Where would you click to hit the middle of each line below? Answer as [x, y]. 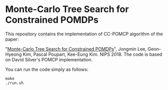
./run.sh [14, 83]
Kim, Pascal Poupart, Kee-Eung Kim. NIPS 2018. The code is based [93, 54]
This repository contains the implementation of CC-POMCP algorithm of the [84, 34]
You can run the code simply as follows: [47, 69]
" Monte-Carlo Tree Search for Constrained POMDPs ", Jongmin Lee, [76, 49]
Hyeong [13, 54]
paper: [12, 39]
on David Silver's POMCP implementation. [49, 59]
